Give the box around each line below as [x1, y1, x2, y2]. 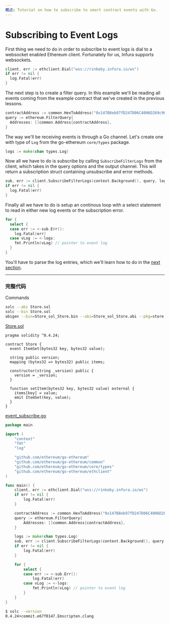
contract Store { [5, 341, 42, 347]
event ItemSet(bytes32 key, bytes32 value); [10, 346, 105, 351]
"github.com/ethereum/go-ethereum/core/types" [14, 464, 114, 469]
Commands [5, 295, 29, 301]
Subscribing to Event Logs [5, 29, 118, 41]
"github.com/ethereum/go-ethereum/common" [14, 459, 105, 465]
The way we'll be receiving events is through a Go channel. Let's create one [5, 134, 163, 140]
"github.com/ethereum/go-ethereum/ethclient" [14, 469, 112, 474]
